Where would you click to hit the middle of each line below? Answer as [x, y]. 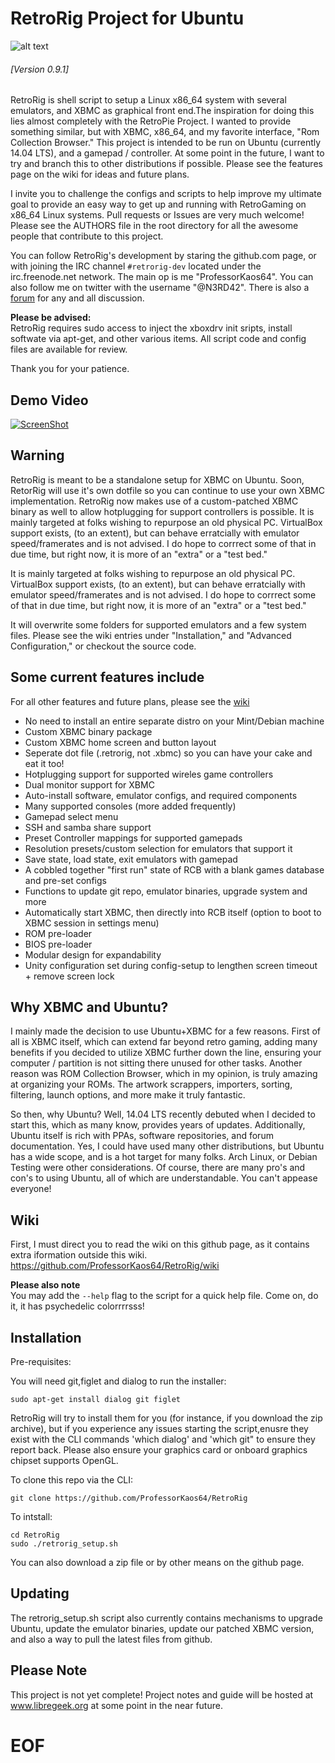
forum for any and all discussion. [77, 298]
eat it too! [44, 763]
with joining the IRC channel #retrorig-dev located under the [136, 266]
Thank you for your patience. [70, 369]
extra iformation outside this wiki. [79, 1255]
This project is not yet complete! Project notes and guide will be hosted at [162, 1694]
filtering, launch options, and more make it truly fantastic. [128, 1095]
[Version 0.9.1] [40, 69]
